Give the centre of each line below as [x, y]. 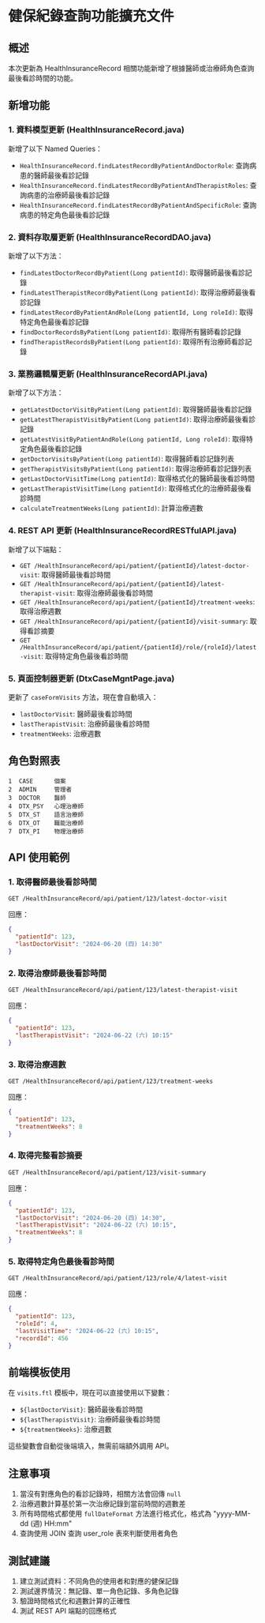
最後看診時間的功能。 [43, 78]
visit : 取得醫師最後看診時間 [65, 574]
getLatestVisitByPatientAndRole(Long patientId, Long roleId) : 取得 [133, 439]
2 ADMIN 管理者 [40, 789]
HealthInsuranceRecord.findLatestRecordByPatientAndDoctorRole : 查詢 [134, 165]
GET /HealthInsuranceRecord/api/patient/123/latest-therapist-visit [123, 990]
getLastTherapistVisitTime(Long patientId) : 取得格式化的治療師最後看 [136, 488]
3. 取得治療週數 [37, 1065]
